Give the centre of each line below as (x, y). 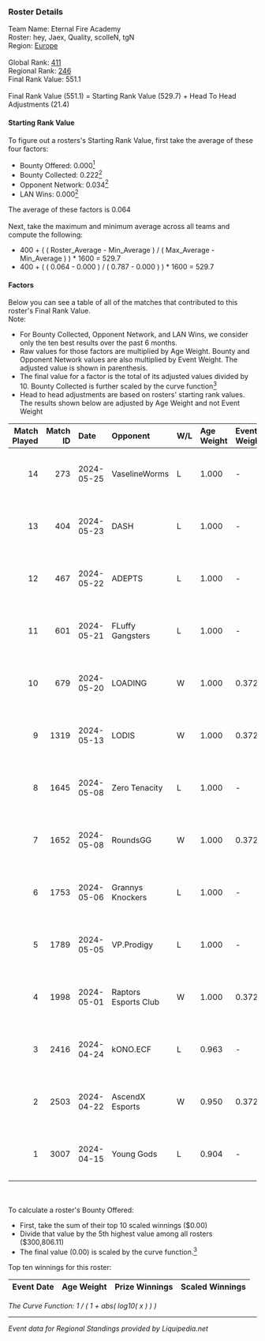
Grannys (127, 887)
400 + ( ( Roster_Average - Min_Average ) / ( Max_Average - (117, 250)
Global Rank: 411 (35, 62)
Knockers (129, 897)
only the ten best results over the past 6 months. (98, 343)
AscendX (129, 1096)
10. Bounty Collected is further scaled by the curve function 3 (118, 385)
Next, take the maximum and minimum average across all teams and (119, 227)
